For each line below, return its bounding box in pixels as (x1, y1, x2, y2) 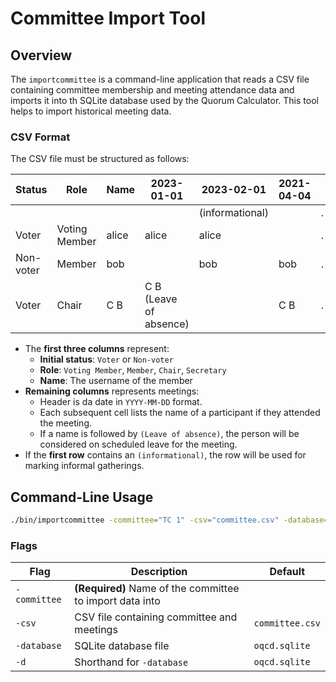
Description (130, 565, 188, 579)
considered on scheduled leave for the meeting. (39, 438, 238, 451)
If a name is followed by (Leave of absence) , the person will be (39, 428, 300, 440)
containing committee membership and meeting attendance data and (10, 84, 295, 96)
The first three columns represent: (24, 343, 170, 355)
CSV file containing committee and (74, 610, 238, 624)
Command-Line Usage (10, 488, 154, 506)
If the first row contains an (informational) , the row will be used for (24, 449, 307, 461)
